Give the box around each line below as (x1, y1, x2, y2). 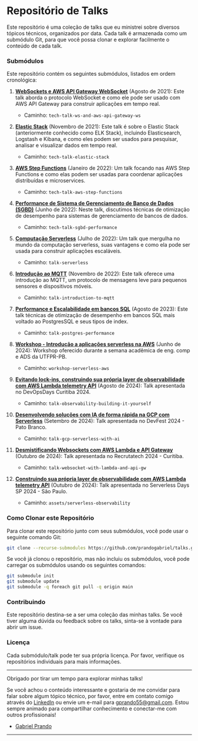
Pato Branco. (15, 424, 47, 431)
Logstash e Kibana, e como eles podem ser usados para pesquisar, (15, 136, 179, 143)
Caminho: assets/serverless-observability (24, 499, 131, 506)
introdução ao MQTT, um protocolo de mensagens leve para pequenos (15, 277, 187, 284)
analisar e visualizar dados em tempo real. (15, 142, 118, 149)
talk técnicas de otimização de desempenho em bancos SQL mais (15, 312, 175, 319)
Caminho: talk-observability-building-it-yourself (24, 400, 152, 407)
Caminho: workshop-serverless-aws (24, 365, 109, 372)
